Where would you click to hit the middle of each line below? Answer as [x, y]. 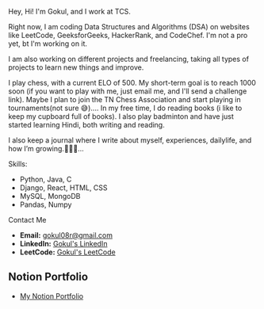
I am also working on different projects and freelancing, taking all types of [129, 59]
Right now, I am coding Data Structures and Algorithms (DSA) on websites [129, 27]
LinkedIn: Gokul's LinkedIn [63, 244]
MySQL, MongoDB [50, 196]
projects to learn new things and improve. [76, 67]
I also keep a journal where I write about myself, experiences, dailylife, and [130, 140]
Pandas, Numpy [46, 204]
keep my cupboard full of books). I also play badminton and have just [121, 116]
